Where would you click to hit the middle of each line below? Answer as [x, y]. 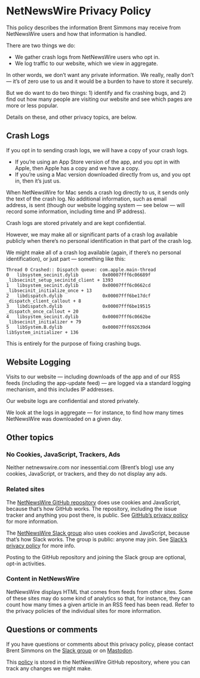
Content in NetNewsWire [43, 579]
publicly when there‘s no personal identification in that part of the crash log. [99, 241]
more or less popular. [32, 105]
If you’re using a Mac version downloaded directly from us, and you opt [103, 174]
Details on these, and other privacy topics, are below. [72, 117]
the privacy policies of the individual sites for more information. [84, 611]
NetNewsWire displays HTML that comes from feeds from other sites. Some [99, 591]
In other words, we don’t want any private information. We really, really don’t [100, 75]
